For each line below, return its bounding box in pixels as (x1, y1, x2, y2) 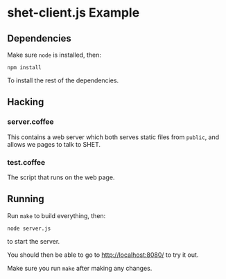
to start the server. (7, 237, 60, 245)
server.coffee (7, 117, 54, 127)
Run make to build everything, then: (7, 211, 106, 219)
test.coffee (7, 157, 46, 167)
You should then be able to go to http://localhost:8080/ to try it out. (7, 251, 199, 259)
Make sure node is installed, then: (7, 51, 102, 59)
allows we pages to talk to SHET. (7, 140, 101, 148)
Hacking (7, 96, 44, 108)
